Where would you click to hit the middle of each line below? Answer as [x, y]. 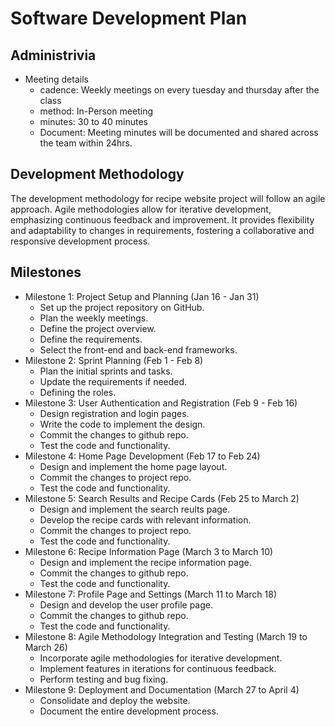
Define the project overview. [98, 328]
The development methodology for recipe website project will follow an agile [168, 198]
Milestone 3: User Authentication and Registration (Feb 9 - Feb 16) [161, 403]
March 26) [46, 647]
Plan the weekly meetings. [94, 318]
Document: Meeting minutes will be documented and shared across [179, 132]
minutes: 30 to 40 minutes [93, 121]
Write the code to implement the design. [122, 424]
